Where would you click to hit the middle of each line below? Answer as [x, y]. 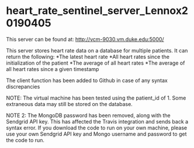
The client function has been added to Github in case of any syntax [87, 80]
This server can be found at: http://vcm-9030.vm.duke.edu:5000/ [85, 39]
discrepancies [23, 86]
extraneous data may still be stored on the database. [69, 104]
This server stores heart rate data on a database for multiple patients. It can [97, 50]
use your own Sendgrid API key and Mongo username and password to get [96, 134]
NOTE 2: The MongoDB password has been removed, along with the [88, 115]
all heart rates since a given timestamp [53, 69]
